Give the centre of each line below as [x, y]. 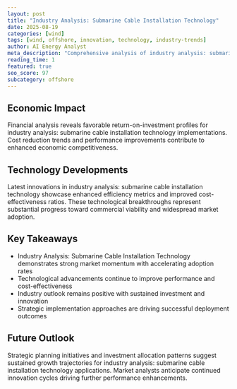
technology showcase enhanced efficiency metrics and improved [102, 194]
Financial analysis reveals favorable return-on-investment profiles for [108, 125]
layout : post [26, 14]
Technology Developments [68, 170]
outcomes [32, 316]
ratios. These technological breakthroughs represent [124, 202]
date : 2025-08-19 [33, 27]
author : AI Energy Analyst [47, 47]
